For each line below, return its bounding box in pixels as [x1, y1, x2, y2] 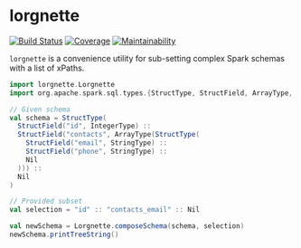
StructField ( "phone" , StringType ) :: [25, 147, 168, 157]
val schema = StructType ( [9, 113, 107, 122]
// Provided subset [9, 196, 83, 206]
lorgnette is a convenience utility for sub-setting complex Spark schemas [9, 52, 285, 63]
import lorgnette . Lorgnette [9, 80, 116, 89]
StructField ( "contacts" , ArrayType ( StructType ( [17, 130, 201, 139]
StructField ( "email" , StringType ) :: [25, 138, 168, 148]
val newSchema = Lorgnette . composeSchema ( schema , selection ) [9, 222, 245, 231]
